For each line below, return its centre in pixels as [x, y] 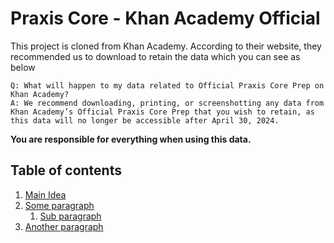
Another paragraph [64, 226]
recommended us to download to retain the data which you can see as [155, 56]
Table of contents [66, 170]
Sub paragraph [70, 216]
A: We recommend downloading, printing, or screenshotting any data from [167, 103]
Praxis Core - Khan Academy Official [165, 18]
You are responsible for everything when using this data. [131, 139]
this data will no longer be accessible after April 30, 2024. [145, 120]
